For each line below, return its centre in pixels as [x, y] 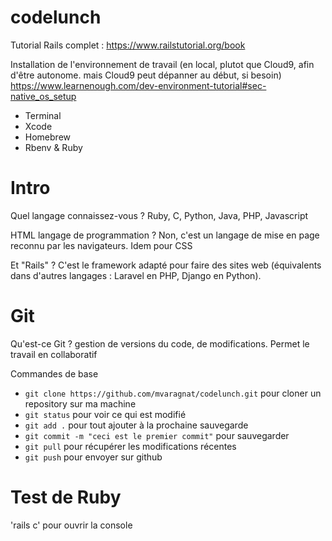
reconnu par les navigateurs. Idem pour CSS [101, 245]
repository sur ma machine [80, 403]
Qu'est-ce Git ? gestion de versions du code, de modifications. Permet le [160, 343]
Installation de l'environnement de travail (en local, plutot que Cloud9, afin [162, 64]
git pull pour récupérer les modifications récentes [130, 446]
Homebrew [47, 137]
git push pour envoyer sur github [93, 457]
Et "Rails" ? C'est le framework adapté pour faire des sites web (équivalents [166, 265]
